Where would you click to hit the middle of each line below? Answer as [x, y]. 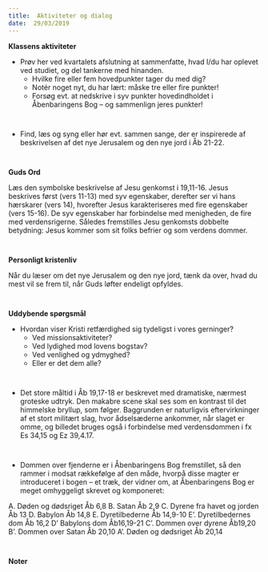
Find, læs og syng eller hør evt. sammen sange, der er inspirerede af [133, 134]
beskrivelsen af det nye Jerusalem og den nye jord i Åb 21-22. [122, 142]
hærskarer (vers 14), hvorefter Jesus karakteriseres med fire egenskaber [128, 205]
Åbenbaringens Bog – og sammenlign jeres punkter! [117, 104]
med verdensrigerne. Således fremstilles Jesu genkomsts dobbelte [119, 221]
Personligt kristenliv [43, 260]
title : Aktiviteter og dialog [60, 16]
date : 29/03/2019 [39, 23]
